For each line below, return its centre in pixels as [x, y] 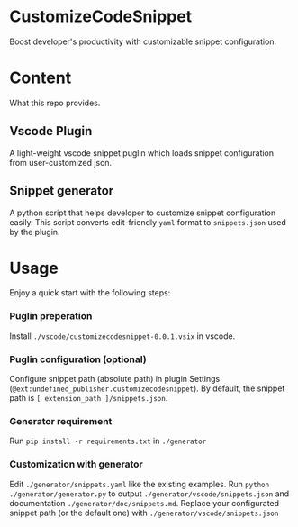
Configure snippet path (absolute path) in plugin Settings [115, 379]
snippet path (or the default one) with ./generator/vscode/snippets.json [144, 513]
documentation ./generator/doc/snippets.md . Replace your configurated [144, 503]
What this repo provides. [55, 103]
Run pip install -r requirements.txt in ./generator [108, 441]
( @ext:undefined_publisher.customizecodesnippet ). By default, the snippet [147, 388]
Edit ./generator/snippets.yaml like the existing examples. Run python [140, 484]
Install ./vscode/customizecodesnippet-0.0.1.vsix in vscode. [122, 336]
